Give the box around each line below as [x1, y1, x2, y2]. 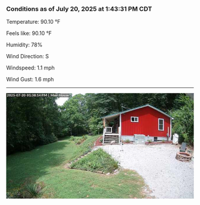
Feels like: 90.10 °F [6, 30, 52, 37]
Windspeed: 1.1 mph [6, 64, 55, 71]
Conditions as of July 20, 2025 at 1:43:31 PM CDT [6, 5, 152, 13]
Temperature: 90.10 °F [6, 18, 61, 26]
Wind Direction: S [6, 53, 49, 60]
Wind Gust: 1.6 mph [6, 76, 54, 83]
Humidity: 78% [6, 41, 43, 49]
